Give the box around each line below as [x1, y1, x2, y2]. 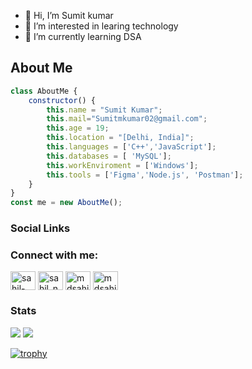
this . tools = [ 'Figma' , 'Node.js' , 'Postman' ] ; [46, 170, 244, 180]
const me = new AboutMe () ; [10, 198, 123, 208]
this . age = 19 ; [46, 123, 110, 134]
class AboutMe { [10, 86, 78, 96]
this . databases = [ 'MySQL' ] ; [46, 151, 172, 161]
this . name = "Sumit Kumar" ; [46, 105, 163, 115]
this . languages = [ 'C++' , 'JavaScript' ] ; [46, 142, 217, 152]
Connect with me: [10, 248, 99, 262]
